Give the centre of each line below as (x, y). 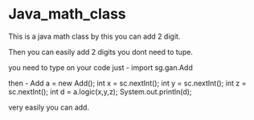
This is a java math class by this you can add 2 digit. (94, 36)
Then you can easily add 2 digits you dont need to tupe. (100, 52)
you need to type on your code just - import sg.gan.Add (100, 67)
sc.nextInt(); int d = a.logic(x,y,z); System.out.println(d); (100, 91)
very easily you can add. (49, 107)
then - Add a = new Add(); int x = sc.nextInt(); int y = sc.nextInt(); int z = (127, 83)
